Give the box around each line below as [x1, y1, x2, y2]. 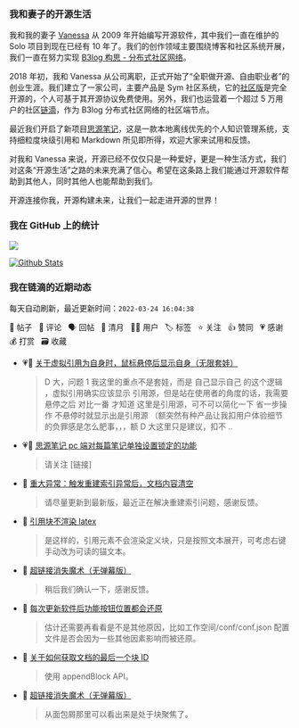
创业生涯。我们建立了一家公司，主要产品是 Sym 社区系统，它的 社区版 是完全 [9, 82, 287, 93]
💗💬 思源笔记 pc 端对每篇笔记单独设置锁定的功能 [21, 440, 198, 451]
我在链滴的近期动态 [9, 281, 92, 294]
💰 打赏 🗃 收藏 [9, 335, 67, 346]
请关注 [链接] [44, 459, 92, 469]
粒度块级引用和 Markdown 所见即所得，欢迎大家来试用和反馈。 [24, 135, 255, 145]
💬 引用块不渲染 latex [21, 516, 97, 526]
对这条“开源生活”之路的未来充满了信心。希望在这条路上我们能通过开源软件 [9, 165, 282, 176]
